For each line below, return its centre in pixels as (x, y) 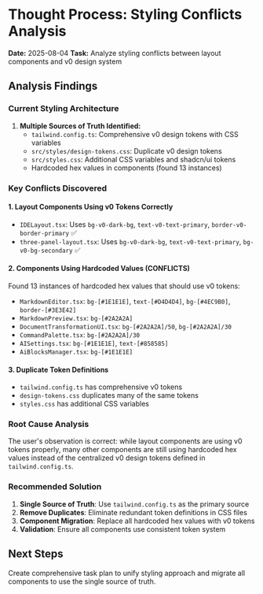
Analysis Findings (53, 86)
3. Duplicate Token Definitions (58, 369)
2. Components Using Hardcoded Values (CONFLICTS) (99, 269)
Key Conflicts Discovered (58, 188)
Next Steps (36, 554)
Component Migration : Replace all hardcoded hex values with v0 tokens (137, 521)
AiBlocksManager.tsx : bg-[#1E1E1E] (76, 351)
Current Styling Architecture (64, 109)
